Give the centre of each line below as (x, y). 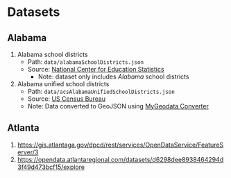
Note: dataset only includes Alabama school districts (113, 76)
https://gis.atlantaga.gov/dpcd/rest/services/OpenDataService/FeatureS (120, 145)
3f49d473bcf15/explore (51, 167)
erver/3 (28, 152)
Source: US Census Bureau (67, 99)
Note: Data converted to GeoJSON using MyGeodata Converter (118, 106)
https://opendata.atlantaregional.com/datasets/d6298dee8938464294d (120, 159)
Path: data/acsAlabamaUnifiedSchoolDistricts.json (101, 91)
